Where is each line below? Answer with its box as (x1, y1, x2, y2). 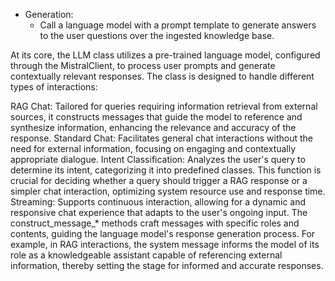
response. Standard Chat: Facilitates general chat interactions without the (10, 132, 313, 144)
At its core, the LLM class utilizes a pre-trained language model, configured (10, 49, 321, 61)
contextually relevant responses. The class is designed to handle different (10, 70, 315, 82)
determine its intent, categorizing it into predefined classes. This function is (10, 164, 322, 176)
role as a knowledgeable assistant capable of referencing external (10, 249, 283, 261)
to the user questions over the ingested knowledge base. (39, 30, 275, 41)
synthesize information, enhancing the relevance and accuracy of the (10, 122, 297, 133)
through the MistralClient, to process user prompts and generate (10, 60, 276, 71)
